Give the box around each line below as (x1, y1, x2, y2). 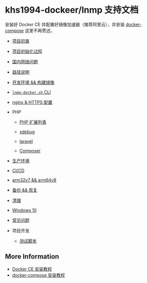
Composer (19, 147, 41, 154)
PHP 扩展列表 (19, 119, 47, 125)
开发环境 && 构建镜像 (12, 79, 55, 85)
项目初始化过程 (12, 48, 42, 54)
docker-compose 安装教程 (12, 272, 65, 278)
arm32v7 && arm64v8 (12, 177, 57, 183)
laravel (19, 138, 33, 144)
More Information (5, 252, 59, 261)
